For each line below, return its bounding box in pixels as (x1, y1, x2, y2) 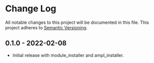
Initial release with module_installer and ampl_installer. (12, 52, 124, 58)
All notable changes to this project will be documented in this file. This (5, 19, 150, 25)
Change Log (5, 3, 56, 14)
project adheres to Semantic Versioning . (5, 24, 88, 30)
